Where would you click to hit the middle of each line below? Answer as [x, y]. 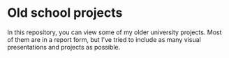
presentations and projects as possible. [64, 47]
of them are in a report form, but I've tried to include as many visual [104, 39]
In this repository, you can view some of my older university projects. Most [114, 32]
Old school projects [65, 13]
